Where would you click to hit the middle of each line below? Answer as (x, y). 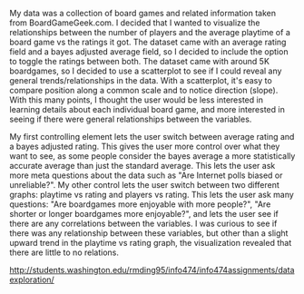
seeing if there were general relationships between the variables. (131, 119)
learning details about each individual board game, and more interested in (147, 109)
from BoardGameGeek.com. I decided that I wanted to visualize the (135, 23)
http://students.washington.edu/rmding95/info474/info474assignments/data (152, 270)
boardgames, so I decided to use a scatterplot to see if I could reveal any (146, 71)
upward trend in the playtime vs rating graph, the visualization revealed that (151, 243)
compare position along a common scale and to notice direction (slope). (144, 90)
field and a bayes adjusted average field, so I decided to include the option (149, 52)
